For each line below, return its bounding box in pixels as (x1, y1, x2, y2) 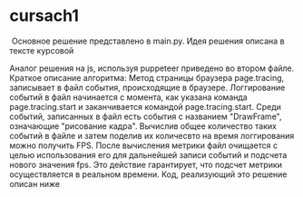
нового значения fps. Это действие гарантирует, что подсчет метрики (9, 159, 283, 170)
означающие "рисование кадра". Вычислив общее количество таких (9, 120, 277, 132)
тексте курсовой (9, 44, 74, 55)
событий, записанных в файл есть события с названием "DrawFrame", (9, 111, 282, 122)
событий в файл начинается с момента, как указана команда (9, 92, 248, 103)
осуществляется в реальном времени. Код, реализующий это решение (9, 169, 288, 180)
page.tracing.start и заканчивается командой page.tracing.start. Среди (9, 101, 281, 112)
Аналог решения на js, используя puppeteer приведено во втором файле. (9, 63, 295, 74)
